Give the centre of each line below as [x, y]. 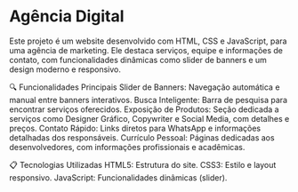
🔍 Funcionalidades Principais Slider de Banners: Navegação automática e [145, 87]
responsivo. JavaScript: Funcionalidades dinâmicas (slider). [118, 177]
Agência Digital [67, 16]
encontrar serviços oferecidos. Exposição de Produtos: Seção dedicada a [144, 109]
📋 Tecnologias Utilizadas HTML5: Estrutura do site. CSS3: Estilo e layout [143, 164]
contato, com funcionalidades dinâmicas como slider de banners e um [138, 60]
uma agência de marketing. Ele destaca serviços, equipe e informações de [146, 50]
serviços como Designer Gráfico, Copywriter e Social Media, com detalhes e [149, 118]
